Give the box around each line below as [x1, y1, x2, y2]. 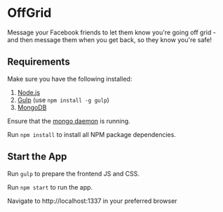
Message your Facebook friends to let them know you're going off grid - [7, 28, 216, 37]
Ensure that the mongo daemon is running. [7, 117, 131, 125]
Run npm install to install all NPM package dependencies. [7, 130, 177, 138]
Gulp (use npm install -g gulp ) [17, 95, 110, 104]
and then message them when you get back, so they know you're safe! [7, 35, 212, 44]
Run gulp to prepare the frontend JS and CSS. [7, 169, 140, 178]
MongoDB [17, 103, 47, 112]
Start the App [7, 151, 67, 163]
